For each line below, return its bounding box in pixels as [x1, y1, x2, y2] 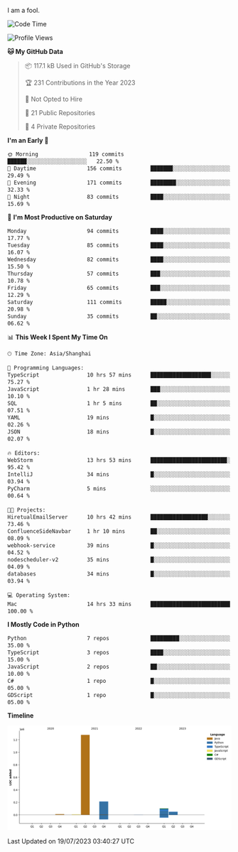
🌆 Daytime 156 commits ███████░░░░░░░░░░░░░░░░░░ [7, 165, 231, 172]
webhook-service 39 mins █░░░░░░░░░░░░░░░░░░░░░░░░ [7, 542, 231, 549]
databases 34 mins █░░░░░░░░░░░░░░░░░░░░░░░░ [7, 571, 231, 578]
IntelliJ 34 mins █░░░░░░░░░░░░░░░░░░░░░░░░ [7, 471, 231, 478]
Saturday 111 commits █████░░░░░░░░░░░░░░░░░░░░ [7, 298, 231, 306]
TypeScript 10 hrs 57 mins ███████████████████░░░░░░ [7, 372, 231, 379]
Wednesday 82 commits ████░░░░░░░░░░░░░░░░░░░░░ [7, 256, 231, 263]
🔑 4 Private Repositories [24, 122, 96, 131]
